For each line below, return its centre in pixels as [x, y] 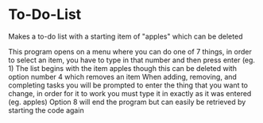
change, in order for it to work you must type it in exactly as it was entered [130, 93]
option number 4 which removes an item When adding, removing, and [122, 76]
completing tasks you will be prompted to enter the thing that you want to [128, 85]
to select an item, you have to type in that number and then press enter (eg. [132, 60]
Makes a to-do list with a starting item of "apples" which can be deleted [126, 36]
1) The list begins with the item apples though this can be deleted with [122, 68]
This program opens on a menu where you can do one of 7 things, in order [130, 51]
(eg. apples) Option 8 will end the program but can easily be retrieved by [127, 102]
